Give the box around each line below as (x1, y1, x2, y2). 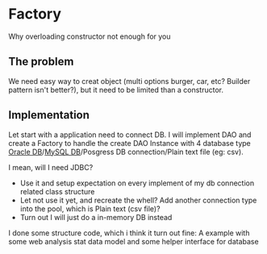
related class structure (19, 186, 95, 196)
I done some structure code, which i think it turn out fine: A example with (8, 227, 250, 238)
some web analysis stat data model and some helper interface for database (8, 236, 260, 246)
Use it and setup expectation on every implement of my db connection (19, 178, 255, 188)
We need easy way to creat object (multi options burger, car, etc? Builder (8, 76, 251, 85)
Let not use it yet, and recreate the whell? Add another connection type (19, 195, 257, 205)
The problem (8, 55, 74, 69)
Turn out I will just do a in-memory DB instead (19, 212, 173, 222)
